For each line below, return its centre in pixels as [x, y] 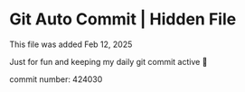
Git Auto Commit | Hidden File [123, 19]
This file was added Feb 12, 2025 [71, 44]
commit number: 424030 [56, 79]
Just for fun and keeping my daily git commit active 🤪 [108, 61]
